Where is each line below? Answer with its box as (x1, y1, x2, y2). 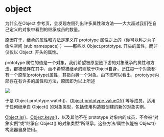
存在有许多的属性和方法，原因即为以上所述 (9, 78, 95, 84)
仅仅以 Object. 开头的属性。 (5, 49, 61, 55)
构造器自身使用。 (5, 126, 40, 132)
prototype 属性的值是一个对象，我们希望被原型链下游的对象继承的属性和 (5, 59, 151, 65)
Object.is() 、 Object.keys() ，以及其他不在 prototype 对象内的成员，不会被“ (5, 114, 154, 120)
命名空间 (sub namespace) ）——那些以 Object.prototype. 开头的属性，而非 (5, 43, 158, 49)
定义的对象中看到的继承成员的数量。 (9, 26, 82, 32)
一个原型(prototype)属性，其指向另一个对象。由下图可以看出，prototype (9, 72, 155, 78)
